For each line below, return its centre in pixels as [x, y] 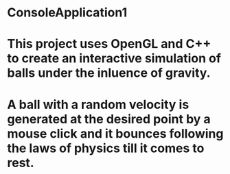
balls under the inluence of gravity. [109, 73]
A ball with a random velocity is [98, 104]
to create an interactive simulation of [114, 59]
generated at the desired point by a [109, 119]
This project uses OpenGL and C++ [109, 44]
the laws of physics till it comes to [106, 148]
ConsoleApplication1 [67, 13]
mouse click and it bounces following [115, 133]
